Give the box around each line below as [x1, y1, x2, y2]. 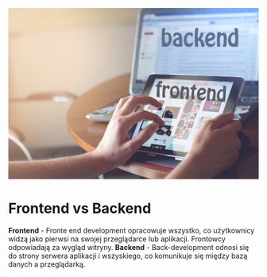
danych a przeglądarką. [8, 259, 86, 269]
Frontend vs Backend [8, 199, 152, 217]
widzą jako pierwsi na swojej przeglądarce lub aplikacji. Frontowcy [8, 234, 226, 244]
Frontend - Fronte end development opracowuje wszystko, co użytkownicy [8, 225, 255, 235]
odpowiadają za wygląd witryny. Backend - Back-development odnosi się [8, 242, 250, 252]
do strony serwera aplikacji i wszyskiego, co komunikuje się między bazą [8, 251, 248, 260]
